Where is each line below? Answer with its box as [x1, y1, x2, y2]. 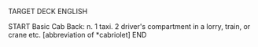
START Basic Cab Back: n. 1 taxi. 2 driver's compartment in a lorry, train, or [8, 22, 251, 31]
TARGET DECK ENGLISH [8, 7, 88, 16]
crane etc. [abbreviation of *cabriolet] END [8, 31, 147, 39]
